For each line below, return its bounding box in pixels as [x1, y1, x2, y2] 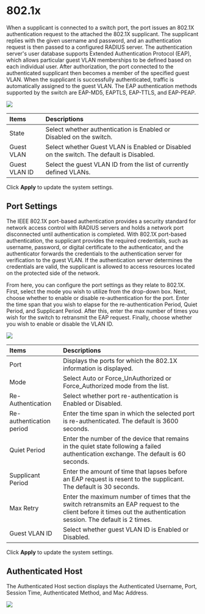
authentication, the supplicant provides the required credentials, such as [6, 236, 189, 244]
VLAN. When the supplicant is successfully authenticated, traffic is [6, 76, 174, 83]
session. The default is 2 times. [63, 515, 153, 524]
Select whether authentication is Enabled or [45, 125, 171, 133]
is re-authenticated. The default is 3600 [63, 417, 179, 425]
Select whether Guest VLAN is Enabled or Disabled [45, 142, 191, 151]
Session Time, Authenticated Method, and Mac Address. [6, 589, 148, 596]
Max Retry [9, 503, 39, 512]
